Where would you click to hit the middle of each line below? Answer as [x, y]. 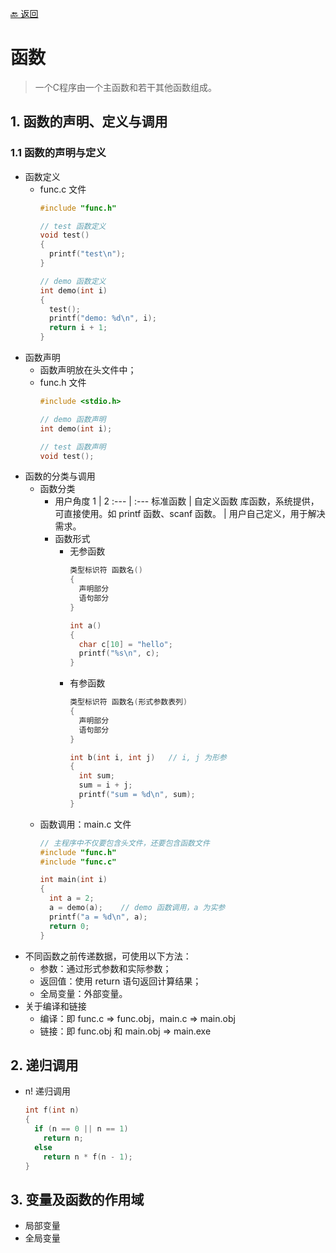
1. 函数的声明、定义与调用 [89, 122]
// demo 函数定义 [73, 281]
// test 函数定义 [73, 226]
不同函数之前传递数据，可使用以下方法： [108, 956]
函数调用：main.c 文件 [85, 824]
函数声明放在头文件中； [88, 370]
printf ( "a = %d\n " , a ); [98, 917]
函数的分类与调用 [60, 476]
